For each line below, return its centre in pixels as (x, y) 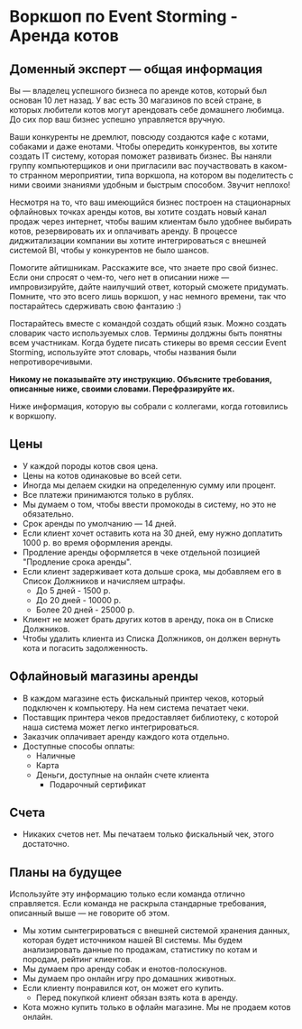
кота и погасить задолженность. (85, 648)
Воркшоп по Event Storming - (124, 17)
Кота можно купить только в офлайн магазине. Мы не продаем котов (156, 1007)
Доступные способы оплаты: (78, 746)
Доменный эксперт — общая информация (136, 69)
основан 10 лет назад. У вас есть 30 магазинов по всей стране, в (135, 100)
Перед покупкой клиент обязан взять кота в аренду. (137, 997)
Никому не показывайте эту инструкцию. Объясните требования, (141, 379)
